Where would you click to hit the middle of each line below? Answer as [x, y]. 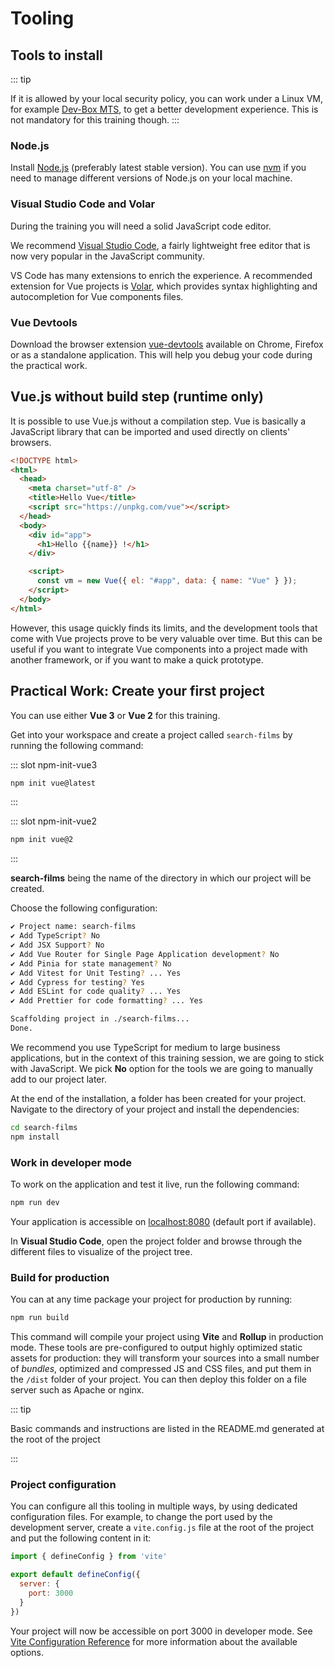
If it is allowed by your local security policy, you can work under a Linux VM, [167, 98]
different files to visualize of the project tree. [101, 1251]
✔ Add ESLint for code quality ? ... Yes [96, 992]
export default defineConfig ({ [75, 1575]
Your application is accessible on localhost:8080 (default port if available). [163, 1221]
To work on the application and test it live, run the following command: [155, 1184]
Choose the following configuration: [84, 908]
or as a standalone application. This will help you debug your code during [161, 354]
